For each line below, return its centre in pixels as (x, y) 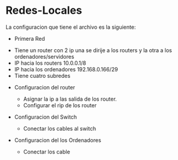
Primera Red (30, 38)
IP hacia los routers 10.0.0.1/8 (50, 63)
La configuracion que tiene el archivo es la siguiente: (71, 27)
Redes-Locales (44, 10)
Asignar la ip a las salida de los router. (70, 99)
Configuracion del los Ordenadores (58, 140)
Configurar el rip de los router (60, 105)
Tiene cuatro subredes (42, 76)
